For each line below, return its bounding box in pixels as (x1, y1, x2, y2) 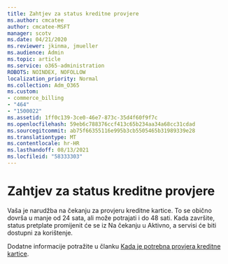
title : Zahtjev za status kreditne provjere (7, 10, 139, 17)
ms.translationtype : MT (7, 133, 77, 140)
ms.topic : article (7, 56, 61, 63)
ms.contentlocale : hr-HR (7, 140, 80, 147)
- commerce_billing (7, 95, 64, 102)
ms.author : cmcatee (7, 17, 64, 24)
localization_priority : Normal (7, 75, 99, 82)
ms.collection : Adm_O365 (7, 82, 80, 89)
